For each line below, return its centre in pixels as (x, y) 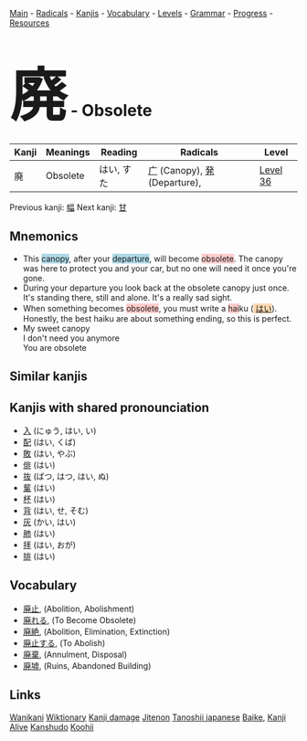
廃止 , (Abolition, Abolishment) (79, 609)
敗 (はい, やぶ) (49, 453)
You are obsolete (54, 347)
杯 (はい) (39, 499)
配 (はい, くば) (49, 441)
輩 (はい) (39, 487)
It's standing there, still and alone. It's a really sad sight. (127, 297)
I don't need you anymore (71, 338)
